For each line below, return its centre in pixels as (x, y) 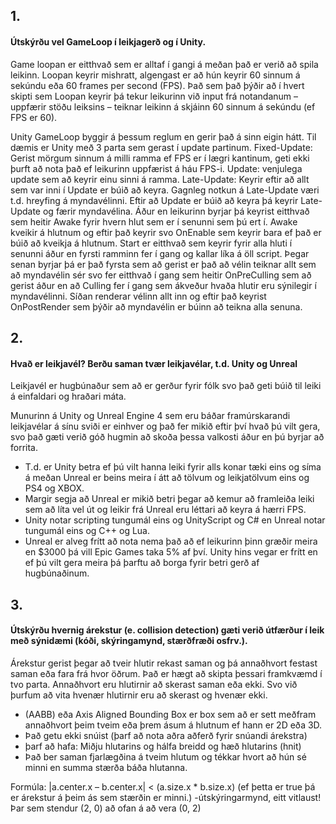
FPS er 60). (34, 117)
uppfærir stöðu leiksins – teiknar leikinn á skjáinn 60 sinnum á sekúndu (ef (163, 106)
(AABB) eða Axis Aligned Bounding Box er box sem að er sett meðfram (170, 714)
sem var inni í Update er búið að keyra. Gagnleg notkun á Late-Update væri (165, 190)
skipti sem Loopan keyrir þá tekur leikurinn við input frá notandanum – (154, 96)
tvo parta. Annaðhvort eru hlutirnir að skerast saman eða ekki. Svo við (154, 684)
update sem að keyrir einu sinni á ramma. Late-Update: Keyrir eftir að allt (160, 179)
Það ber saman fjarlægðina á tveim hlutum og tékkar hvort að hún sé (165, 756)
